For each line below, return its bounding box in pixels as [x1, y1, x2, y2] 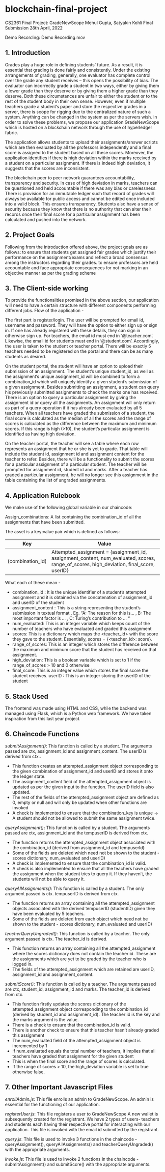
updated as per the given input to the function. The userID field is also [12, 784, 154, 790]
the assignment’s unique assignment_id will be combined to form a [5, 373, 140, 379]
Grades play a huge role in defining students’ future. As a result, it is [5, 61, 143, 67]
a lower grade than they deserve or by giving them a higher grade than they [5, 87, 158, 94]
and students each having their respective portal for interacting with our [5, 1121, 151, 1127]
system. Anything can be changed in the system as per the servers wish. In [5, 114, 157, 120]
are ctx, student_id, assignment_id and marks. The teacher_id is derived [5, 986, 151, 992]
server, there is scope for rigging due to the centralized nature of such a [5, 109, 151, 114]
